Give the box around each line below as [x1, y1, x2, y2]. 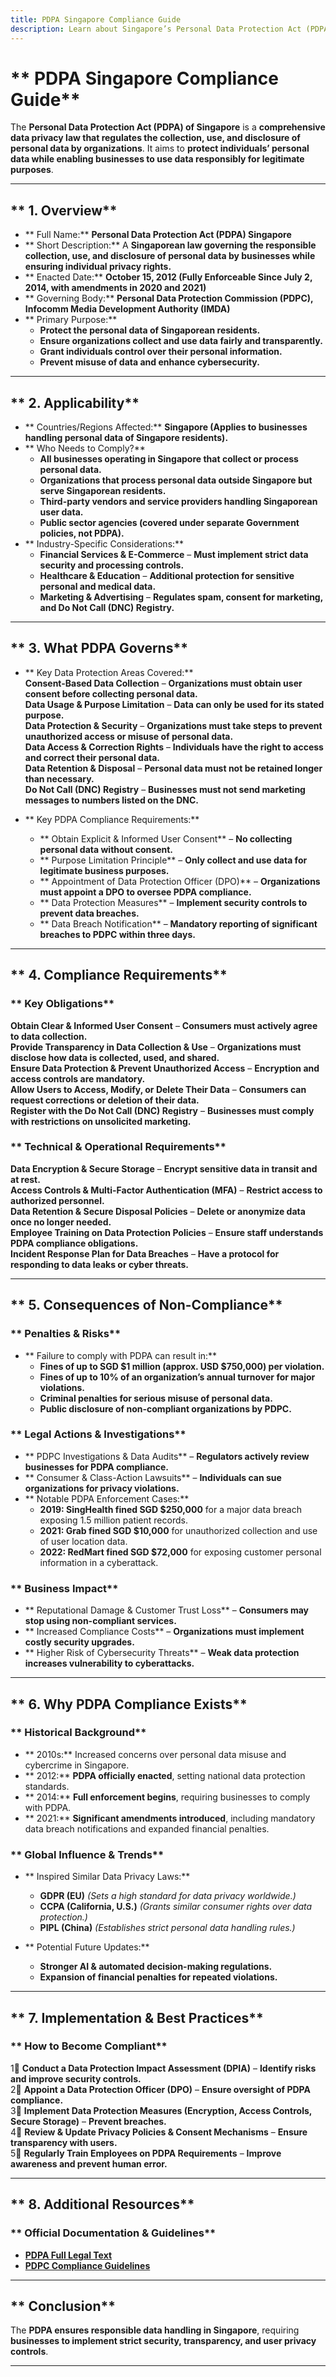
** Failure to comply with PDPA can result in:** [24, 1349, 218, 1361]
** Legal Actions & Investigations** [10, 1427, 187, 1441]
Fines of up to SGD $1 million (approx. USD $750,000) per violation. [39, 1360, 325, 1372]
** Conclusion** [10, 2297, 116, 2315]
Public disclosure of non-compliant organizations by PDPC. [39, 1402, 292, 1415]
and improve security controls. [10, 2072, 142, 2085]
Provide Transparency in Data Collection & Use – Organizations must [10, 1041, 302, 1053]
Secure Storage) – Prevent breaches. [10, 2115, 167, 2127]
